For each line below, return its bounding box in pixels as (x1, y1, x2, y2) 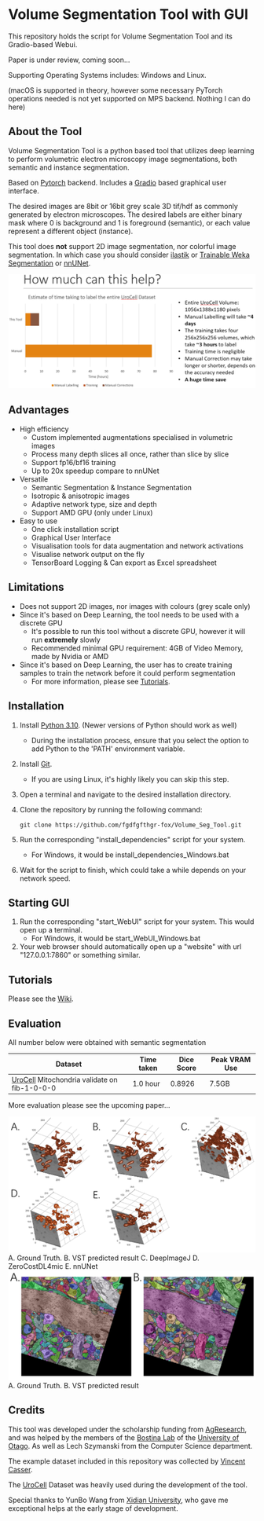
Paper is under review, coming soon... (8, 55, 130, 64)
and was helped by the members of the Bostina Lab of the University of (8, 1432, 240, 1442)
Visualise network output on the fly (31, 549, 145, 559)
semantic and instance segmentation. (8, 163, 130, 172)
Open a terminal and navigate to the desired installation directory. (19, 790, 232, 799)
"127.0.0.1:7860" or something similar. (19, 951, 141, 960)
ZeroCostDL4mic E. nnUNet (8, 1262, 98, 1271)
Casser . (8, 1464, 33, 1474)
